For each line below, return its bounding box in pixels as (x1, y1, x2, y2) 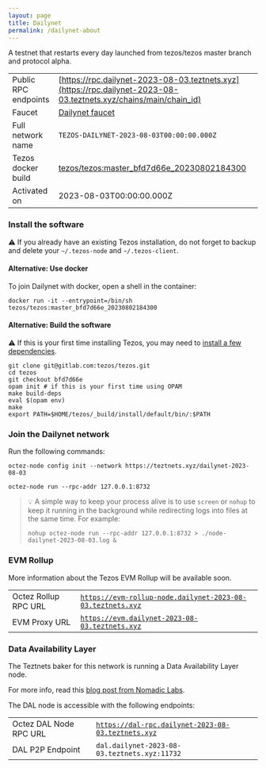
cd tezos (8, 369, 37, 377)
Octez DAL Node (12, 718, 74, 729)
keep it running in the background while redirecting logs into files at (27, 505, 248, 516)
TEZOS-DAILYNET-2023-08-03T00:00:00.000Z (58, 131, 217, 140)
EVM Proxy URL (12, 616, 71, 628)
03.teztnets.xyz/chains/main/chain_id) (58, 94, 202, 106)
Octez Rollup (12, 590, 60, 601)
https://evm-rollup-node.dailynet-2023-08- (80, 593, 247, 601)
